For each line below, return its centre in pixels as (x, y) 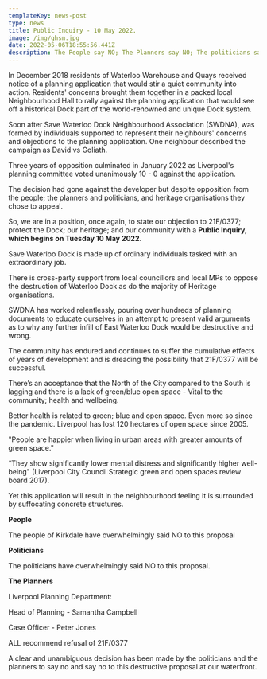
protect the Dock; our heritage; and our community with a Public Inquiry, (128, 230)
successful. (27, 368)
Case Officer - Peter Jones (52, 627)
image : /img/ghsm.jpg (44, 38)
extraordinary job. (37, 262)
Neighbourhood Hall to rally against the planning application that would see (132, 101)
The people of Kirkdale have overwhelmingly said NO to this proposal (122, 535)
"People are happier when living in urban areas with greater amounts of (125, 439)
